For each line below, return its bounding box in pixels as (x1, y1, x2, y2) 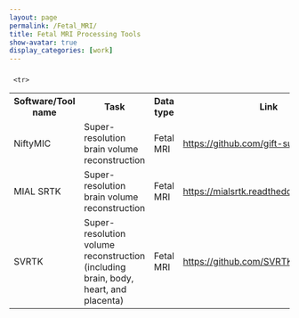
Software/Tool (13, 95, 76, 108)
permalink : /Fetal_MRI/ (9, 21, 98, 30)
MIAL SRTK (13, 185, 61, 198)
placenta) (84, 295, 125, 307)
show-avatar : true (9, 37, 77, 47)
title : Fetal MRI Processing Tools (9, 29, 141, 38)
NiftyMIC (13, 137, 52, 150)
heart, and (84, 283, 127, 296)
